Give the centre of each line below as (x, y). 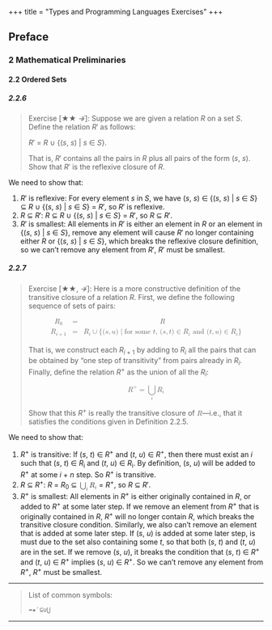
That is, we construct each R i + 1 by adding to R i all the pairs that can (142, 351)
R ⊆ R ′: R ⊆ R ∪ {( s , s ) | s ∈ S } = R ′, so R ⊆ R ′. (96, 215)
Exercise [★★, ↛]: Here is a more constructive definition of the (134, 288)
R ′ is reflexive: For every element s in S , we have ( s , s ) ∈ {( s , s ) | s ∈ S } (138, 198)
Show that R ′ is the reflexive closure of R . (97, 167)
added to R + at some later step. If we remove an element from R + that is (140, 506)
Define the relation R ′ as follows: (82, 127)
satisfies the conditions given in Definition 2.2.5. (108, 421)
